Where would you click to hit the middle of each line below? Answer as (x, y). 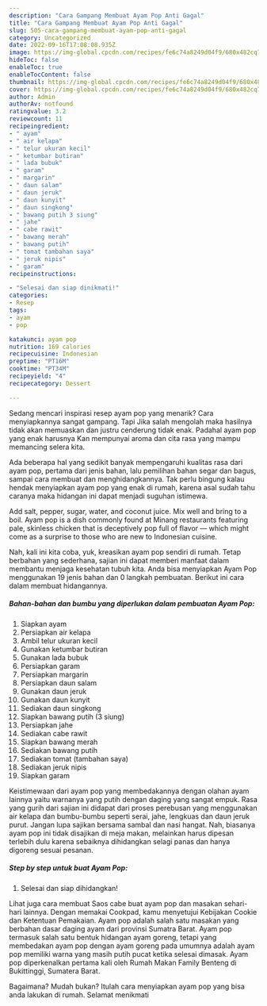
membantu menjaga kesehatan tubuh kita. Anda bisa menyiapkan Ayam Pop (133, 569)
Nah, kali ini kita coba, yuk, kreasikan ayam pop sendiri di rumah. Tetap (125, 551)
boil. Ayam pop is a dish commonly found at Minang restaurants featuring (129, 520)
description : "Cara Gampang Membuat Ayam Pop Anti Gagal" (107, 15)
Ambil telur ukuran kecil (59, 640)
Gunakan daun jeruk (53, 691)
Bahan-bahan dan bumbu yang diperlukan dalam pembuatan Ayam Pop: (132, 604)
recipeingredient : (39, 126)
